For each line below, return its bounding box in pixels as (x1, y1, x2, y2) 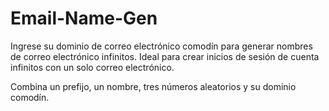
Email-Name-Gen (10, 7, 158, 30)
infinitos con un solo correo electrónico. (10, 61, 175, 73)
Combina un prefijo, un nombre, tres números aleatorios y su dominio (10, 80, 297, 92)
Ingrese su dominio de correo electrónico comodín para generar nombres (10, 40, 313, 52)
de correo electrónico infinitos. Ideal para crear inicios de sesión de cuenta (10, 50, 320, 62)
